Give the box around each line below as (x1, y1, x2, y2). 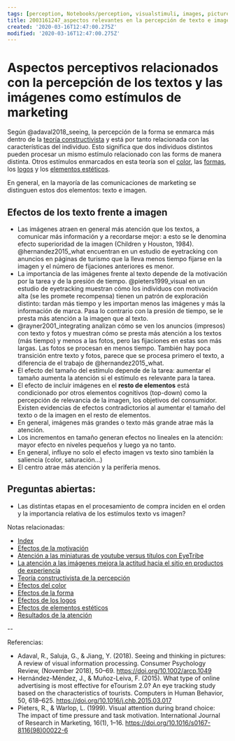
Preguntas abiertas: (7, 483, 96, 495)
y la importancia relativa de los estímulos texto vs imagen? (17, 509, 186, 518)
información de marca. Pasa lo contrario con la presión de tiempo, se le (17, 307, 224, 315)
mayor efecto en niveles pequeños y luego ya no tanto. (17, 441, 176, 449)
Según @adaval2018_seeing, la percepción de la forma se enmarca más (7, 127, 215, 137)
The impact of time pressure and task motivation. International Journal (17, 711, 220, 719)
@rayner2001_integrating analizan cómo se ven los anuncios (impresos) (17, 321, 226, 330)
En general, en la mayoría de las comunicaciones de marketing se (7, 179, 197, 187)
